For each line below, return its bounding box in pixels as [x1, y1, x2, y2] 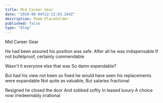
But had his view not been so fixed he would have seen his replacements [5, 73, 152, 78]
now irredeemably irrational [5, 93, 61, 99]
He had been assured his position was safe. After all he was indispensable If [5, 49, 159, 54]
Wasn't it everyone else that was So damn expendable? [5, 63, 117, 69]
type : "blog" [5, 26, 32, 30]
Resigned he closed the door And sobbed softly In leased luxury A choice [5, 87, 153, 93]
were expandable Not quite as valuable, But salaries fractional [5, 78, 129, 84]
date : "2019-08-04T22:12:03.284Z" [5, 12, 76, 17]
